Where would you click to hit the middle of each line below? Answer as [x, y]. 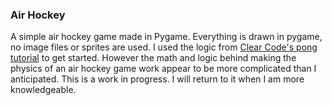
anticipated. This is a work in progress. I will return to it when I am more [157, 79]
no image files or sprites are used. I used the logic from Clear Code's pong [164, 47]
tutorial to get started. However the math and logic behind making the [153, 58]
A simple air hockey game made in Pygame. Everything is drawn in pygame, [166, 37]
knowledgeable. [43, 90]
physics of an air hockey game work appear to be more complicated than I [163, 69]
